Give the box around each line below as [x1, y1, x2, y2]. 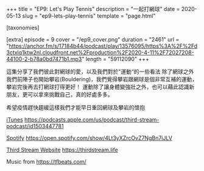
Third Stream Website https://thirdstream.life [6, 146, 118, 153]
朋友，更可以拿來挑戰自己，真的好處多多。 [6, 91, 113, 98]
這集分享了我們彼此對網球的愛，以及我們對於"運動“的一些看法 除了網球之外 [6, 68, 194, 75]
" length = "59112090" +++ [82, 56, 149, 62]
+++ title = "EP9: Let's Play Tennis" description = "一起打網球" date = [6, 5, 180, 12]
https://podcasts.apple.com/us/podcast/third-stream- [24, 116, 160, 123]
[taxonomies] [6, 24, 40, 31]
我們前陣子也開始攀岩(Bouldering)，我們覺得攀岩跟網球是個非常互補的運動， [6, 76, 198, 82]
